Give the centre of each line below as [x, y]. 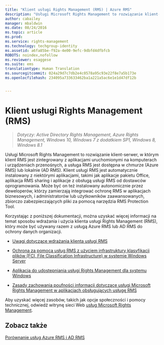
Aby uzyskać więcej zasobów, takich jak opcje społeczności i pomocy [75, 299]
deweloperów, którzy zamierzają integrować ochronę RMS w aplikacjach [78, 191]
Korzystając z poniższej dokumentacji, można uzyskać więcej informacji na [81, 216]
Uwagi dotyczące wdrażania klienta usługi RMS [60, 241]
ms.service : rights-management [37, 42]
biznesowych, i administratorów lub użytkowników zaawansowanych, [75, 196]
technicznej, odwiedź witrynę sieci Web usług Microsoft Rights [68, 305]
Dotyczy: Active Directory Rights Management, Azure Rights [78, 135]
